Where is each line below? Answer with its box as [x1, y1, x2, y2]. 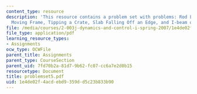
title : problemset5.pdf [6, 74, 64, 79]
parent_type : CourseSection [6, 57, 75, 63]
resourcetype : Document [6, 68, 64, 74]
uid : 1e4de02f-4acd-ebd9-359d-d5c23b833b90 [6, 79, 114, 85]
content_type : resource [6, 8, 64, 15]
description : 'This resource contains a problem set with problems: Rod [6, 14, 188, 20]
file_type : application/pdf [6, 30, 75, 36]
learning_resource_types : [6, 36, 69, 41]
